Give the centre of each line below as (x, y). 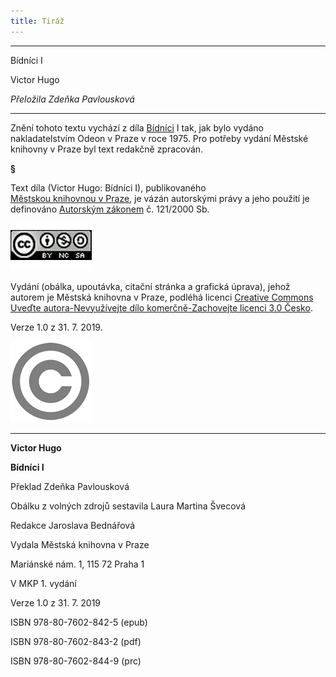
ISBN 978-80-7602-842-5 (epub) (79, 622)
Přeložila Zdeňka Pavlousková (72, 99)
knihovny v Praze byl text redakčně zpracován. (107, 149)
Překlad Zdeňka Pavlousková (70, 486)
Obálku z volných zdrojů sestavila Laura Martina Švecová (128, 506)
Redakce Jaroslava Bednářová (73, 525)
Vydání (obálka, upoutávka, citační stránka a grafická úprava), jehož (150, 286)
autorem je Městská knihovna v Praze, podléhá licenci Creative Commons (162, 297)
